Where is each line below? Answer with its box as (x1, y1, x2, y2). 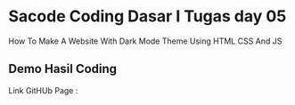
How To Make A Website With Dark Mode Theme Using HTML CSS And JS (8, 36, 283, 46)
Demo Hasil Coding (8, 61, 118, 77)
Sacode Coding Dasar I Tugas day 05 (8, 6, 287, 27)
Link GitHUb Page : (8, 85, 78, 95)
